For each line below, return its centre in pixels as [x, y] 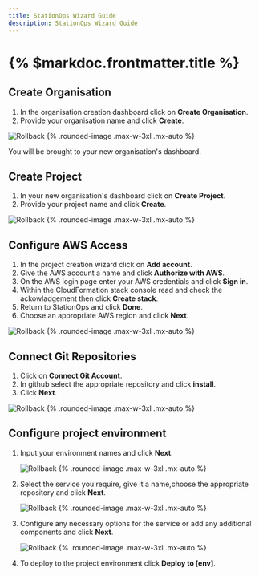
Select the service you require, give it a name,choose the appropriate [134, 484]
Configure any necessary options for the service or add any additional [136, 523]
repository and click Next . [63, 492]
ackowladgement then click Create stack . [89, 298]
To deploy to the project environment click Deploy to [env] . [118, 563]
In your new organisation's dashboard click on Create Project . [123, 196]
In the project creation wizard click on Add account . [106, 265]
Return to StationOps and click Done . [81, 307]
